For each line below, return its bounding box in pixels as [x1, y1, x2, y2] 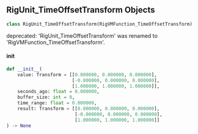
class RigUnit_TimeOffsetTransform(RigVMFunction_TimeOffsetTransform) [6, 21, 193, 27]
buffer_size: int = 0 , [17, 94, 75, 100]
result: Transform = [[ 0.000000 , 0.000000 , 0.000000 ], [17, 106, 160, 112]
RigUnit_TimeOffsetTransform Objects [6, 5, 155, 15]
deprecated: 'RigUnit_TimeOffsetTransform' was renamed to [6, 32, 158, 39]
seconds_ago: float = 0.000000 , [17, 88, 100, 95]
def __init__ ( [6, 66, 43, 72]
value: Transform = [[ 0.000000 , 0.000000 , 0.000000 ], [17, 71, 157, 78]
